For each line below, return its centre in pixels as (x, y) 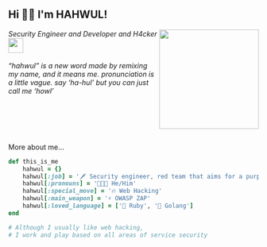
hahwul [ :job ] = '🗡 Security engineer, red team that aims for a (133, 176)
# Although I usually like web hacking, (76, 227)
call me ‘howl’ (31, 91)
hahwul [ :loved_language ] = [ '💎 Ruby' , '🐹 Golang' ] (108, 206)
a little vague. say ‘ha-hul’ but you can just (79, 82)
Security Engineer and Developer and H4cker (83, 33)
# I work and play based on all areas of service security (108, 235)
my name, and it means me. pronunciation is (81, 74)
